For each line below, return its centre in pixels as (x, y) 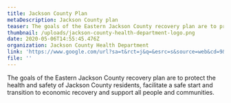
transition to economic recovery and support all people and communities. (111, 92)
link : (15, 52)
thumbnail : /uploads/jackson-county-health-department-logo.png (101, 33)
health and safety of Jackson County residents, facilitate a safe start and (110, 85)
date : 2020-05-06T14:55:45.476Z (53, 39)
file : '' (20, 58)
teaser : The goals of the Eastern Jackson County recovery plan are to (112, 26)
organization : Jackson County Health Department (78, 45)
